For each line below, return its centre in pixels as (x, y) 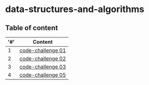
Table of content (32, 28)
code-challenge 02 (43, 59)
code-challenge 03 (43, 67)
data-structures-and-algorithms (75, 9)
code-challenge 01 (43, 50)
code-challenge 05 (43, 75)
